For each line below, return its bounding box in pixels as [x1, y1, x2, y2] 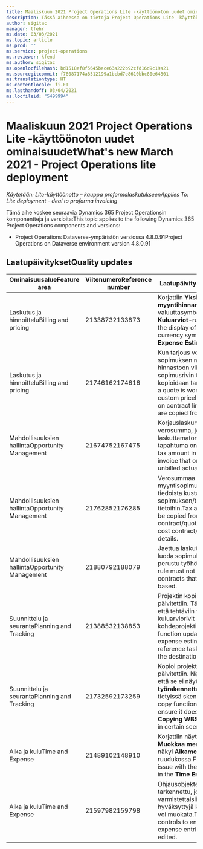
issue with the [158, 763, 198, 771]
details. [158, 534, 178, 542]
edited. [158, 833, 178, 841]
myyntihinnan [158, 301, 199, 309]
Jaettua [158, 544, 179, 552]
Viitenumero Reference [85, 275, 152, 284]
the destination [158, 652, 201, 660]
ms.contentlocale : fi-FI [6, 82, 69, 88]
